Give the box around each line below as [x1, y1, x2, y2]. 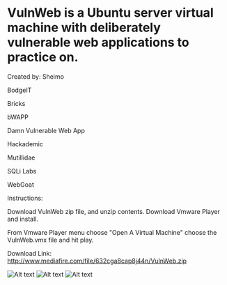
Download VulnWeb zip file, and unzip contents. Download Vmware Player [7, 207, 221, 215]
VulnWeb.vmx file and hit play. [7, 236, 94, 244]
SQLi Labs [7, 167, 37, 175]
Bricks [7, 99, 26, 107]
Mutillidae [7, 153, 36, 162]
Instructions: [7, 194, 43, 202]
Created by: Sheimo [7, 72, 65, 81]
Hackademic [7, 139, 44, 148]
